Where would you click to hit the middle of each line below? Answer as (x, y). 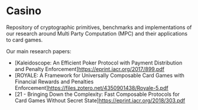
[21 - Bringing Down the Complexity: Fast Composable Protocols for (97, 94)
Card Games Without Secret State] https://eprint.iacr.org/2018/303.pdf (100, 100)
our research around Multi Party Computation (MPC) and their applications (97, 33)
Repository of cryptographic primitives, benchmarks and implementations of (99, 27)
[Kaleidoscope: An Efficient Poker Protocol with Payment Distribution (98, 63)
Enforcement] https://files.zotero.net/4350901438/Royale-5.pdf (91, 88)
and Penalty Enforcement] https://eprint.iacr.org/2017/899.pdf (90, 69)
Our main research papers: (39, 51)
